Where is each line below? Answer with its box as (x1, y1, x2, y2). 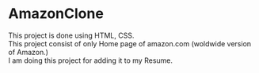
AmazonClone (8, 5, 105, 23)
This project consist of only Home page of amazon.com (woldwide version (8, 38, 252, 48)
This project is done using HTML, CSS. (8, 31, 135, 40)
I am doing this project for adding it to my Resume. (8, 56, 173, 65)
